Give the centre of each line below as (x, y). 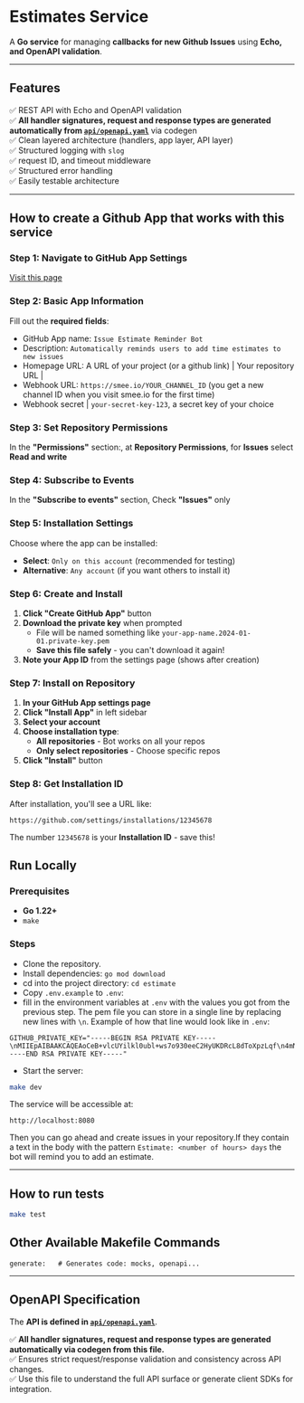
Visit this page (36, 278)
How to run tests (57, 1194)
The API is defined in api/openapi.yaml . (84, 1322)
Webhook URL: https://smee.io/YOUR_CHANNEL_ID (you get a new (143, 384)
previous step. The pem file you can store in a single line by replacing (152, 1011)
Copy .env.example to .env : (73, 992)
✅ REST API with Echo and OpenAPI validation (96, 109)
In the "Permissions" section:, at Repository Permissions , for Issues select (152, 447)
